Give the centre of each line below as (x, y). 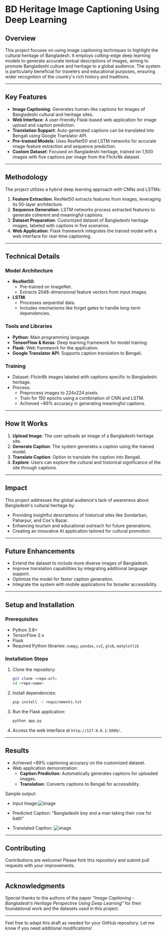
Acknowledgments (35, 886)
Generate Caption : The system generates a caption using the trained (83, 446)
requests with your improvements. (40, 866)
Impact (16, 488)
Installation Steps (27, 658)
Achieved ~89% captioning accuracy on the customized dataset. (79, 763)
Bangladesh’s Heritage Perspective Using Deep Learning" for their (73, 903)
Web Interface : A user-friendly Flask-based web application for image (84, 120)
